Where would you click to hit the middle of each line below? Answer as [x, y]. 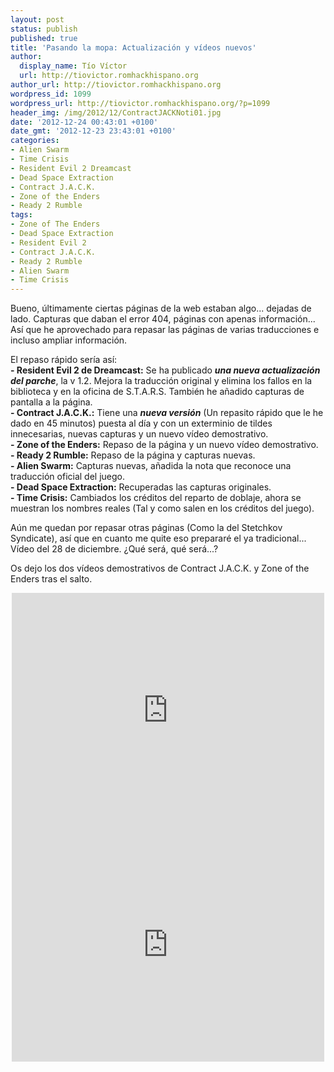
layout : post [37, 19]
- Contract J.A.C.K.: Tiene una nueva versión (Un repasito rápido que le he [167, 413]
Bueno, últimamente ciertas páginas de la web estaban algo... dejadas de [161, 308]
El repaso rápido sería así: [64, 360]
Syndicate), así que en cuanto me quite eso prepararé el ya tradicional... [158, 538]
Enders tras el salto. [51, 579]
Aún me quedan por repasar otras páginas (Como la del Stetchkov [146, 528]
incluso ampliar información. [69, 340]
